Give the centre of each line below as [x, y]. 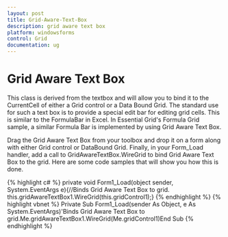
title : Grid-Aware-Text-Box [47, 20]
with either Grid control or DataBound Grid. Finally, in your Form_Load [105, 147]
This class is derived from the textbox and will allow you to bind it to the [108, 98]
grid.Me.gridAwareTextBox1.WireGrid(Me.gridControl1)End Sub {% [100, 219]
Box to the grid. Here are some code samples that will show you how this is [113, 162]
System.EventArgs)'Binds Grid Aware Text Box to [76, 211]
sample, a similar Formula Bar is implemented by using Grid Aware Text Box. [114, 126]
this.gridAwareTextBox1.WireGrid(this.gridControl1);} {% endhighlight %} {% [114, 197]
